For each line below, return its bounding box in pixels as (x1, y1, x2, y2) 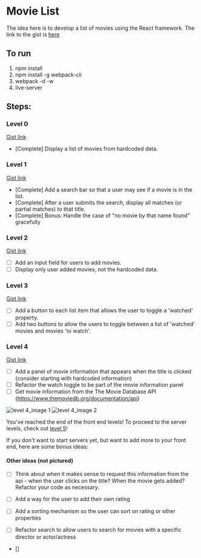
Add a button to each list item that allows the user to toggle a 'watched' (15, 307, 193, 314)
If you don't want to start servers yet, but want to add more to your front (6, 437, 186, 444)
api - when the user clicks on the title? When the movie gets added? (15, 477, 185, 485)
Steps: (6, 101, 31, 112)
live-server (15, 84, 42, 91)
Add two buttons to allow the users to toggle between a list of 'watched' (15, 320, 195, 327)
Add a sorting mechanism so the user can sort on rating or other (15, 508, 176, 515)
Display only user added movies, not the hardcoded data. (15, 266, 159, 273)
